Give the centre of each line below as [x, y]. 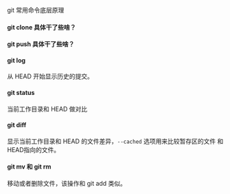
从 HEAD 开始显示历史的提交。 [50, 76]
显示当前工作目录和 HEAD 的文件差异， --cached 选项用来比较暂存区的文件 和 [115, 141]
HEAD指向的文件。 [34, 149]
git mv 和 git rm [29, 166]
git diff [17, 125]
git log [16, 60]
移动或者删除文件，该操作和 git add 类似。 [67, 183]
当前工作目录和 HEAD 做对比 [47, 109]
